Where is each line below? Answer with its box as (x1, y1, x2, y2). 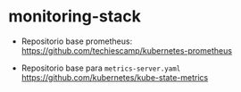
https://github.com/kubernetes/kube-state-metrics (21, 71, 209, 82)
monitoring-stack (8, 6, 142, 27)
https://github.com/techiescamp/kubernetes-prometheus (21, 45, 233, 55)
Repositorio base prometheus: (21, 36, 133, 46)
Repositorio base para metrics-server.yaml (21, 63, 181, 73)
